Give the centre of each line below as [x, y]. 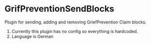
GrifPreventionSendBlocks [59, 9]
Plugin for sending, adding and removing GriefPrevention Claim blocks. [75, 22]
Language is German [33, 36]
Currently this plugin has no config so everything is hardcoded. [75, 31]
